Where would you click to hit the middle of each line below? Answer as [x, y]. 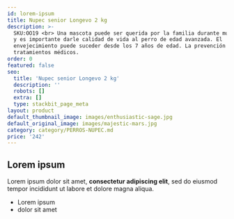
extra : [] [28, 98]
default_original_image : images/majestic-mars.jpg [82, 123]
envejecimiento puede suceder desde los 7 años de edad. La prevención [120, 46]
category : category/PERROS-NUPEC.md [60, 130]
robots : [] [29, 91]
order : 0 [20, 59]
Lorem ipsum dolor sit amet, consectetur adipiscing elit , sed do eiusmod [112, 181]
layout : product [31, 111]
